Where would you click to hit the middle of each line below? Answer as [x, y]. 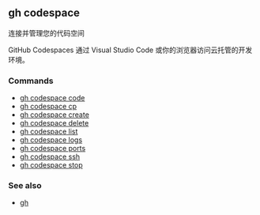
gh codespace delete [54, 123]
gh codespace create [54, 115]
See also [25, 186]
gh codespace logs [51, 140]
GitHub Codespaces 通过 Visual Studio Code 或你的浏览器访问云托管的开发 [130, 50]
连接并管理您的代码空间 [46, 33]
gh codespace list [49, 132]
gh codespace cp [48, 107]
